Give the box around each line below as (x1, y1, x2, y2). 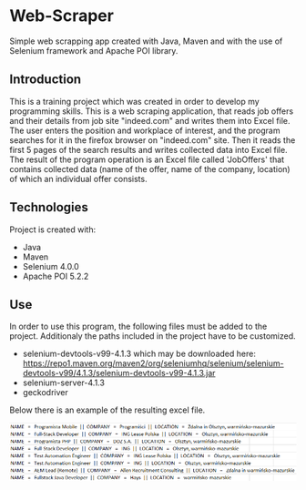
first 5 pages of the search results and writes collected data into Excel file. (9, 144, 289, 155)
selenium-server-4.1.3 (22, 377, 105, 388)
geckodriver (22, 387, 68, 398)
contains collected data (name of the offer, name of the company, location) (9, 163, 291, 174)
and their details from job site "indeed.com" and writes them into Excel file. (9, 115, 291, 126)
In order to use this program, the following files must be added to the (9, 321, 268, 332)
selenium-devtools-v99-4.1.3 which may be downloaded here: (22, 348, 257, 360)
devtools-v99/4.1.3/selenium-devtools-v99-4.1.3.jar (22, 368, 216, 379)
